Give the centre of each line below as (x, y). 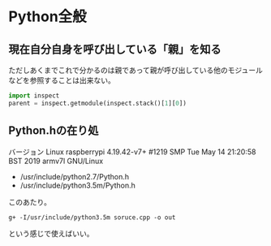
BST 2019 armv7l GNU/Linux (56, 161)
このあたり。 (30, 202)
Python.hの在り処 (54, 131)
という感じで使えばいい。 (51, 233)
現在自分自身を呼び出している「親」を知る (115, 49)
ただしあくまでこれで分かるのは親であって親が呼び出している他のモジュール (136, 70)
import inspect (34, 96)
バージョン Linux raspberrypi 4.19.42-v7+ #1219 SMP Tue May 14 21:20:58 (132, 152)
